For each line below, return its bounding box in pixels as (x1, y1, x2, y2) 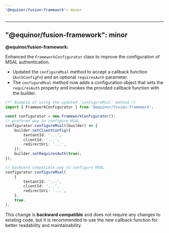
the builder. (12, 90, 36, 96)
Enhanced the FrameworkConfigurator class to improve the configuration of (5, 54, 160, 60)
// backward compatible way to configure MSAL (5, 165, 105, 170)
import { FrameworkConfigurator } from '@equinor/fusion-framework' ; (5, 105, 154, 110)
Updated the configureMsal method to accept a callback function (12, 69, 147, 75)
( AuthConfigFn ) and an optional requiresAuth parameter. (12, 74, 128, 81)
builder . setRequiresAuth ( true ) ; (14, 151, 82, 157)
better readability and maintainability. (5, 222, 82, 228)
